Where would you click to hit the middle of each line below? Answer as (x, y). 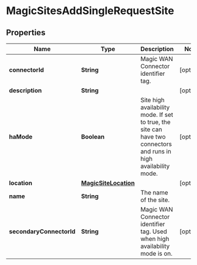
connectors (156, 144)
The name (154, 192)
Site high (153, 100)
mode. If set (157, 115)
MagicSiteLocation (108, 183)
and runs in (156, 151)
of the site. (155, 200)
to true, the (156, 122)
